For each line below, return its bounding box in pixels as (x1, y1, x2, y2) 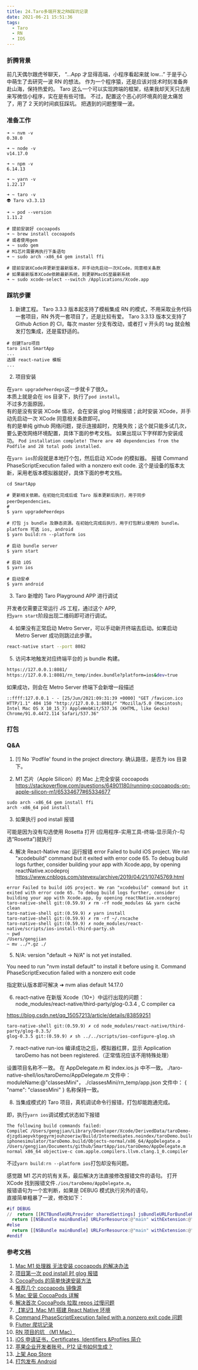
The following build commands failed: (6, 1123, 102, 1129)
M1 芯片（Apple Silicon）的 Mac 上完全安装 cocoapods (15, 775, 149, 782)
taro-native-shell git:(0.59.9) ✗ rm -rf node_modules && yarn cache (6, 900, 181, 906)
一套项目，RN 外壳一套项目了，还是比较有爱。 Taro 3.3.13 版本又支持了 (15, 312, 187, 320)
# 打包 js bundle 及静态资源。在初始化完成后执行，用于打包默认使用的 (6, 520, 159, 526)
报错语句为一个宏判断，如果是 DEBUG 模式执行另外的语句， (6, 1187, 152, 1194)
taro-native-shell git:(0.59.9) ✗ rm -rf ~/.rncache (6, 915, 139, 921)
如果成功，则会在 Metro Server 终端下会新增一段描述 (6, 684, 135, 691)
